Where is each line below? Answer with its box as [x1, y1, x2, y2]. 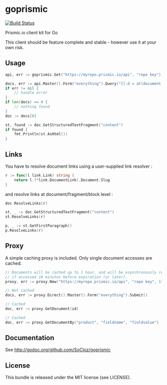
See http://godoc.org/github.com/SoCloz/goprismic [5, 347, 111, 353]
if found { [5, 127, 28, 132]
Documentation [5, 334, 55, 342]
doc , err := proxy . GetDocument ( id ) [5, 306, 79, 311]
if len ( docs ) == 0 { [5, 99, 48, 105]
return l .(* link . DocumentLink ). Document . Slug [14, 178, 110, 183]
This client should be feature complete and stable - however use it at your [5, 39, 157, 45]
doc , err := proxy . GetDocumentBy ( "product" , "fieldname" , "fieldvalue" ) [5, 320, 159, 325]
